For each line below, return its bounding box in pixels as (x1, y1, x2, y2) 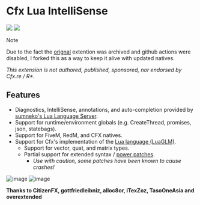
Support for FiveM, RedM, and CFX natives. (14, 131, 123, 139)
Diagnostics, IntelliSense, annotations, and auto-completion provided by (14, 106, 193, 113)
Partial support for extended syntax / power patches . (23, 150, 155, 158)
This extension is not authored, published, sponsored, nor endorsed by (6, 66, 182, 73)
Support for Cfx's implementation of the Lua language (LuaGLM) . (14, 138, 176, 145)
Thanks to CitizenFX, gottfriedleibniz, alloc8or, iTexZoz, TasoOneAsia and (6, 186, 195, 194)
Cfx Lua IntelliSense (6, 4, 108, 18)
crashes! (32, 164, 55, 171)
